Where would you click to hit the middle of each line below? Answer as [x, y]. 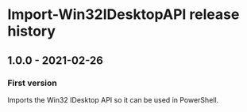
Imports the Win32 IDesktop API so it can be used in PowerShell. [113, 99]
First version [32, 83]
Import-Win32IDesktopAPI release [123, 15]
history [32, 31]
